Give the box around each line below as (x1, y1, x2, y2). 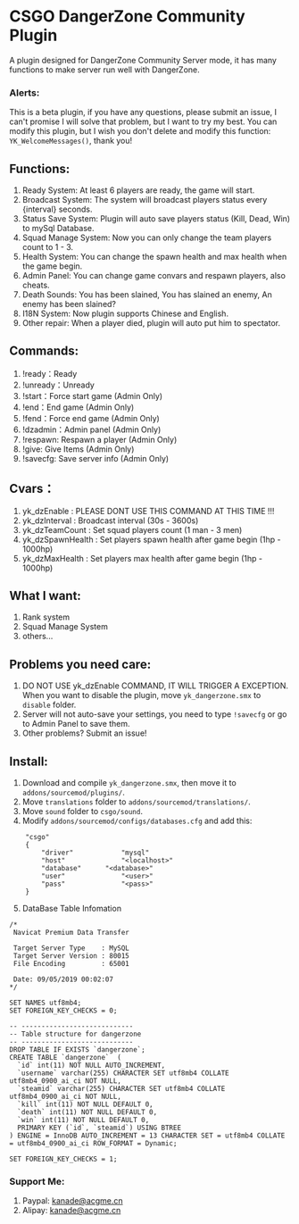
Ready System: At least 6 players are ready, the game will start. (21, 185, 255, 196)
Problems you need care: (9, 656, 152, 671)
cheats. (21, 279, 51, 291)
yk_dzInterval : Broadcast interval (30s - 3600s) (21, 515, 199, 526)
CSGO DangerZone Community (9, 6, 245, 27)
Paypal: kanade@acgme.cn (21, 1195, 123, 1206)
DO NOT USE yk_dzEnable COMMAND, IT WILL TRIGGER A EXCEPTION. (21, 680, 288, 691)
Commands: (9, 344, 79, 359)
